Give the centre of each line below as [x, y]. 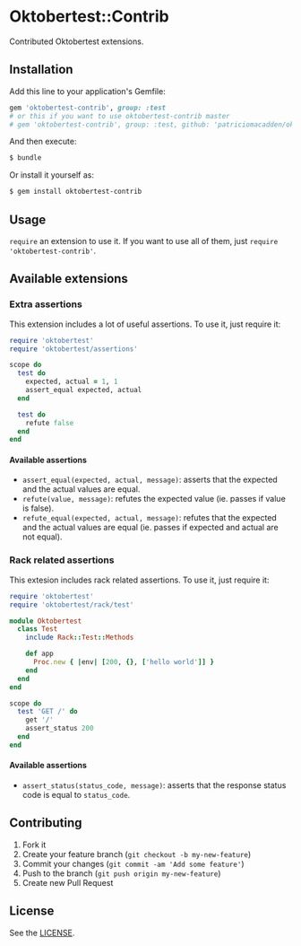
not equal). [42, 537]
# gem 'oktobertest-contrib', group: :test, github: [110, 124]
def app [39, 654]
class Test [38, 629]
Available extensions [69, 279]
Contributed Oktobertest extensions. [77, 41]
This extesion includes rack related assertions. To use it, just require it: [139, 580]
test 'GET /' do [47, 712]
